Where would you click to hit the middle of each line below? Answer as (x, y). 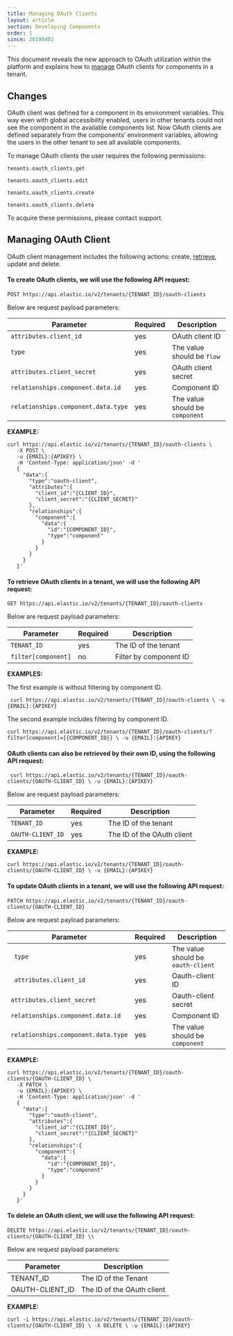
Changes (27, 96)
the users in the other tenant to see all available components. (94, 142)
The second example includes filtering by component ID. (88, 719)
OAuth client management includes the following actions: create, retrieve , (112, 256)
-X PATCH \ (32, 1085)
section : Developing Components (54, 26)
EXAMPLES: (25, 674)
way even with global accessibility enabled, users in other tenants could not (115, 120)
